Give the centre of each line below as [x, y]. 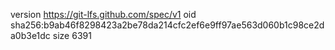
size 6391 [72, 35]
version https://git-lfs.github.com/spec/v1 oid [103, 14]
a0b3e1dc [30, 35]
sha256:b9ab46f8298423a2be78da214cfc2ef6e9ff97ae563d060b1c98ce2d [167, 25]
